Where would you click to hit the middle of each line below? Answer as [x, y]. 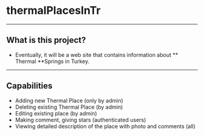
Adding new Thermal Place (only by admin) [69, 100]
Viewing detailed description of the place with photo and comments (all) [105, 126]
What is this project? [46, 40]
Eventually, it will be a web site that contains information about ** [97, 54]
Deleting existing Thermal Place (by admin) [69, 107]
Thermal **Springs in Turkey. [52, 61]
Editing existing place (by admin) [56, 113]
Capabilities [29, 86]
